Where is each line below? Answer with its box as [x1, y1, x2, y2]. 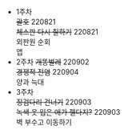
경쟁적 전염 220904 [15, 67, 79, 76]
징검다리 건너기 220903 [15, 97, 92, 107]
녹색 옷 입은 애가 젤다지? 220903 [15, 108, 121, 116]
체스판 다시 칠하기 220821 [15, 27, 98, 36]
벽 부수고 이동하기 [15, 117, 72, 127]
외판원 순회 [15, 37, 51, 47]
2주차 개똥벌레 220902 [15, 57, 90, 67]
